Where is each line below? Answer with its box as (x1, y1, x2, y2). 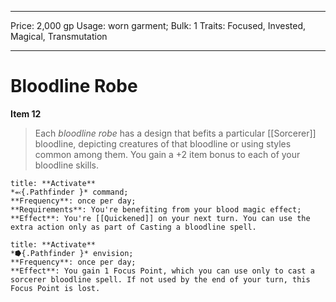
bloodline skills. (34, 159, 99, 171)
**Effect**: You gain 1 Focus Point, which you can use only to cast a (10, 266, 315, 276)
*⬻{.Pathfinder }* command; (10, 187, 129, 197)
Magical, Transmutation (10, 31, 108, 42)
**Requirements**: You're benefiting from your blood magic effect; (10, 204, 302, 215)
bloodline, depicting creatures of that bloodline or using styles (34, 137, 292, 150)
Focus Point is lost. (10, 283, 101, 293)
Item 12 (10, 107, 42, 120)
